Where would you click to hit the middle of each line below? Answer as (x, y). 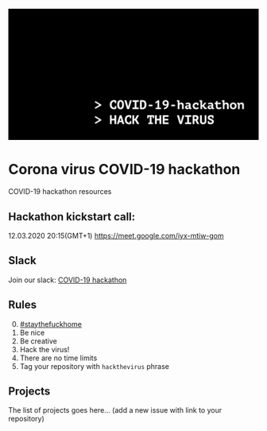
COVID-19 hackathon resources (60, 192)
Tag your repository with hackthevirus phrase (94, 366)
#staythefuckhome (50, 324)
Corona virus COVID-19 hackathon (124, 170)
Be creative (38, 341)
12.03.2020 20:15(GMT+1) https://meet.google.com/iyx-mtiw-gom (116, 236)
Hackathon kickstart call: (72, 217)
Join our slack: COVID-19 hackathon (68, 280)
